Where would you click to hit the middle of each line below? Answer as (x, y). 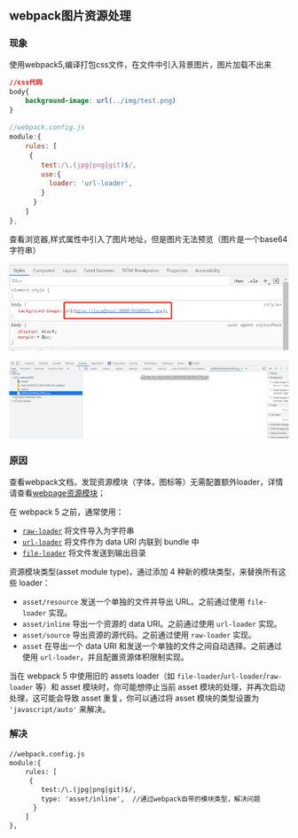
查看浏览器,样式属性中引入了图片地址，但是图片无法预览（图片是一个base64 (149, 239)
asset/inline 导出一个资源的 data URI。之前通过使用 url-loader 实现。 (152, 623)
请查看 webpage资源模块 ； (58, 493)
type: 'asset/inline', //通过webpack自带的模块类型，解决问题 (151, 799)
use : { (51, 174)
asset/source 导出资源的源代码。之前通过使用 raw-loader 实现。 (139, 634)
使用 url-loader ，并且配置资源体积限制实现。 (105, 657)
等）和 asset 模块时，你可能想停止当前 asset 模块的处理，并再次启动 (160, 686)
